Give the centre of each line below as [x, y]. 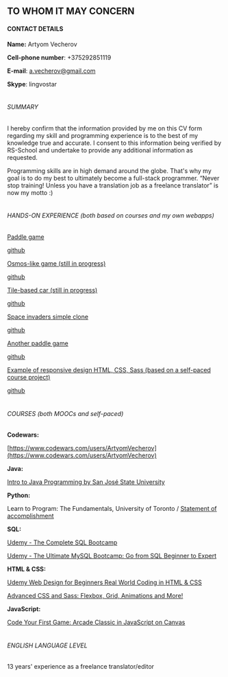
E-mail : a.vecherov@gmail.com [51, 71]
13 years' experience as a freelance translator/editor [81, 667]
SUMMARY [23, 107]
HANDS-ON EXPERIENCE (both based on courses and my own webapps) [111, 216]
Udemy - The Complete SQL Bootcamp [62, 542]
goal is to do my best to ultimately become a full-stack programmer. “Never [113, 178]
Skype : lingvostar [32, 84]
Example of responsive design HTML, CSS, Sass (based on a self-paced [109, 370]
